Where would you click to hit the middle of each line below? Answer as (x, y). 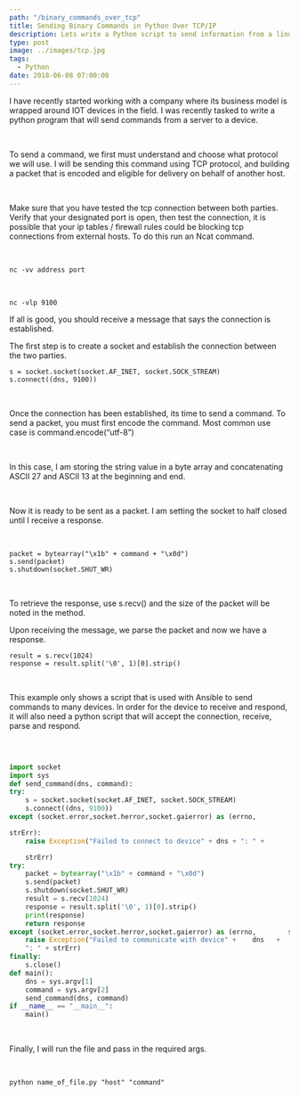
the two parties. (38, 355)
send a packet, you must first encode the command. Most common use (140, 422)
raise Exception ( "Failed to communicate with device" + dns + (153, 940)
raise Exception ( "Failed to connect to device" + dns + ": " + (145, 841)
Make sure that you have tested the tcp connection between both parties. (144, 208)
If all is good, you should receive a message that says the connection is (140, 319)
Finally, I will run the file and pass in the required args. (108, 1049)
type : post (29, 42)
